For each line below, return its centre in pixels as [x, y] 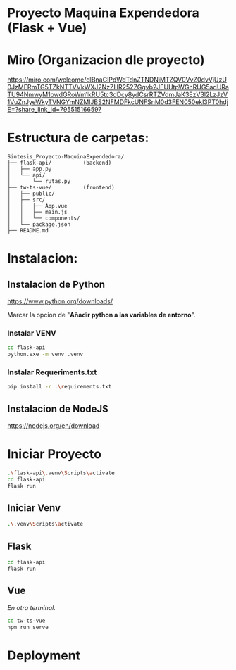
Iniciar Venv [34, 508]
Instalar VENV [32, 333]
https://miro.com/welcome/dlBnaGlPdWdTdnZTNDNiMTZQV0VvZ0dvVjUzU [117, 80]
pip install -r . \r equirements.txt [60, 387]
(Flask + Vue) [47, 28]
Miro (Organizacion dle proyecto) [106, 60]
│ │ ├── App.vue [38, 206]
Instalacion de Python [56, 284]
